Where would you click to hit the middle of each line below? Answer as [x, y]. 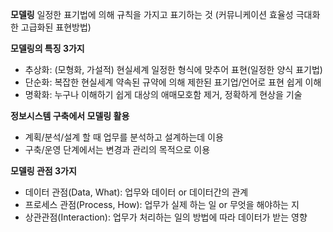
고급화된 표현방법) [56, 27]
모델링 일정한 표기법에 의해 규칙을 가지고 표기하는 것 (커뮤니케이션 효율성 [152, 14]
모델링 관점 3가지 [43, 171]
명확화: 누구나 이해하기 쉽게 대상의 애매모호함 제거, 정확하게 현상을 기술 [163, 94]
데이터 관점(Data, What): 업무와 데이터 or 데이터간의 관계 [136, 192]
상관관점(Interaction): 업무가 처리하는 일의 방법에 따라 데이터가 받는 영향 [166, 217]
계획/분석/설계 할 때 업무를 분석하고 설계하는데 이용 [124, 137]
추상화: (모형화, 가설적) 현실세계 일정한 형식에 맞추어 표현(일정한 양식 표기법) [173, 69]
